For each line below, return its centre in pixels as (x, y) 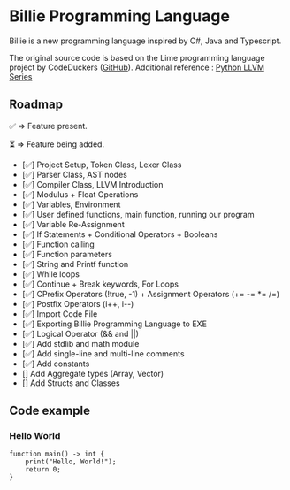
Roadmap (36, 105)
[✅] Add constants (56, 364)
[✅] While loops (50, 274)
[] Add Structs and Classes (71, 383)
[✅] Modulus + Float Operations (80, 194)
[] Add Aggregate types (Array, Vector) (93, 373)
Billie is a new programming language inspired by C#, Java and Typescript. (145, 41)
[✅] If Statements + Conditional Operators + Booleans (120, 234)
